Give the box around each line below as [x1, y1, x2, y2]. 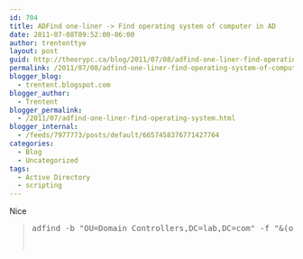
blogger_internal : [9, 123, 78, 132]
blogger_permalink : [9, 106, 83, 115]
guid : [9, 55, 30, 64]
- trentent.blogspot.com [17, 80, 111, 89]
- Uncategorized [17, 155, 78, 165]
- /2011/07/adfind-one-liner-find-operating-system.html [17, 114, 236, 123]
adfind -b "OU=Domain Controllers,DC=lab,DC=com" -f [31, 223, 271, 234]
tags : [9, 164, 30, 173]
